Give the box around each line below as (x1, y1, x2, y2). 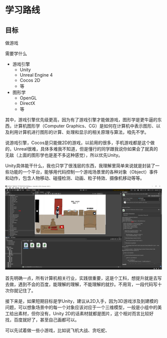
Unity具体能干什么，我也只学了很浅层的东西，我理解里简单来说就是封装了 (5, 163, 156, 169)
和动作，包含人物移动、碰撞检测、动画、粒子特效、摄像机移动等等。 (5, 175, 145, 181)
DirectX (19, 100, 36, 106)
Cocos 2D (19, 78, 41, 83)
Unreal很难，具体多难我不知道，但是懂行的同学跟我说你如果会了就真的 (13, 146, 158, 152)
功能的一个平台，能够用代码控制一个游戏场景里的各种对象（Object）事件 (9, 169, 158, 174)
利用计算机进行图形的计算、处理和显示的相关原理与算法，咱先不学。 (9, 129, 149, 135)
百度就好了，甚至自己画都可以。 (13, 317, 80, 323)
